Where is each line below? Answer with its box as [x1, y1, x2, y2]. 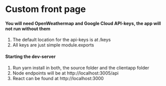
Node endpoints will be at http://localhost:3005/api [12, 70, 119, 76]
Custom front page [5, 3, 86, 15]
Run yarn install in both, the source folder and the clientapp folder [12, 64, 149, 70]
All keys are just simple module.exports [12, 42, 94, 48]
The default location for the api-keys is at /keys [12, 36, 111, 43]
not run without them [5, 25, 50, 31]
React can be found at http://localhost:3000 [12, 75, 104, 81]
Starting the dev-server [5, 53, 56, 59]
